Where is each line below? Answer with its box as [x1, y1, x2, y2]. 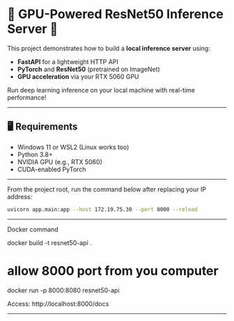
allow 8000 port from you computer [7, 263, 219, 279]
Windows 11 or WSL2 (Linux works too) [17, 143, 130, 151]
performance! [7, 93, 47, 102]
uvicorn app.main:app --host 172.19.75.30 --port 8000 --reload [7, 205, 198, 213]
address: [7, 192, 33, 201]
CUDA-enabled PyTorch [17, 165, 86, 173]
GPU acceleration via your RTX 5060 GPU [17, 72, 139, 81]
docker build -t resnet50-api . [7, 238, 92, 246]
